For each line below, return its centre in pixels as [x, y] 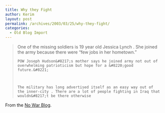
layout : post [19, 19]
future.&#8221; [33, 70]
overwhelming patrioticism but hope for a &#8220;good [75, 65]
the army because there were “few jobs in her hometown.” [77, 52]
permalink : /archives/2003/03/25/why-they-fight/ [58, 24]
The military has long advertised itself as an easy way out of [85, 87]
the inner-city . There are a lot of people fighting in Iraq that [88, 92]
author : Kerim [20, 14]
